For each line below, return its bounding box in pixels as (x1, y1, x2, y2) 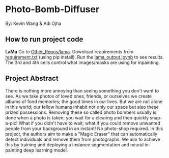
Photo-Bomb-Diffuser (5, 4, 100, 15)
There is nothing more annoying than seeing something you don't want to (5, 87, 159, 93)
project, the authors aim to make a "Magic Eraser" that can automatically (5, 131, 158, 137)
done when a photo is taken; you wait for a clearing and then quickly (5, 114, 149, 120)
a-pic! (5, 120, 18, 126)
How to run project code (5, 35, 83, 44)
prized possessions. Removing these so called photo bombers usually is (5, 109, 157, 115)
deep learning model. (23, 147, 68, 153)
